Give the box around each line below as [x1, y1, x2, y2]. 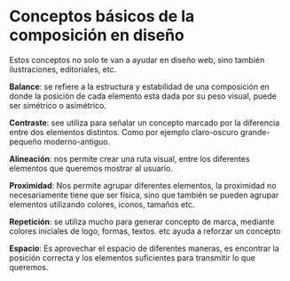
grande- [240, 126, 270, 137]
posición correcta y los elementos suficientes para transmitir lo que [9, 252, 255, 263]
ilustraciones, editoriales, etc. [9, 64, 117, 75]
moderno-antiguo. [43, 136, 111, 147]
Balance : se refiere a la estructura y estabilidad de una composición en [9, 81, 270, 92]
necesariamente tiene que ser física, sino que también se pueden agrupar [9, 189, 279, 200]
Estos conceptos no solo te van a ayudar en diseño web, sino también [9, 54, 265, 65]
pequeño [9, 136, 43, 147]
